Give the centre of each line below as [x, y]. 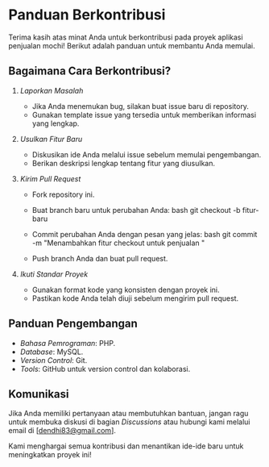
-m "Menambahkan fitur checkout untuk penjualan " [118, 243]
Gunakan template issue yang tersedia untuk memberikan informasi [144, 115]
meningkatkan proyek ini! [50, 455]
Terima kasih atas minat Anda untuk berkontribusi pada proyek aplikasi [126, 37]
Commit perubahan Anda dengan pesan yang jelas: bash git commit [145, 234]
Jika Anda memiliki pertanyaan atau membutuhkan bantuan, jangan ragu [128, 414]
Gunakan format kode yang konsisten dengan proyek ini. [126, 290]
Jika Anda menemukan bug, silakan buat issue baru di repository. [141, 106]
